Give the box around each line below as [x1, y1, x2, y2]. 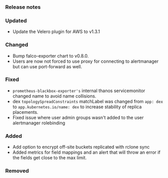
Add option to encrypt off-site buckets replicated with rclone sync [12, 144, 150, 150]
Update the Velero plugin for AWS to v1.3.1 [12, 29, 100, 35]
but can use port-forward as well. [12, 63, 82, 69]
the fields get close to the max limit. [12, 155, 87, 161]
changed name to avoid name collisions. [12, 93, 97, 99]
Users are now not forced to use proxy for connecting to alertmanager [12, 58, 159, 64]
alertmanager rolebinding [12, 120, 66, 126]
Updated [5, 17, 27, 24]
